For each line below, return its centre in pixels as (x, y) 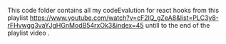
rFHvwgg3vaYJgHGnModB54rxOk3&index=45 (76, 25)
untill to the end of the (178, 25)
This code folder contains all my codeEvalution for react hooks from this (113, 10)
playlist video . (29, 33)
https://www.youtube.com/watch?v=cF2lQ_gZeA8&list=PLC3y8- (124, 18)
